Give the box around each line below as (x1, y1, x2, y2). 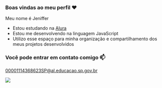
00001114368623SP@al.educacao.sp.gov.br (5, 67, 98, 73)
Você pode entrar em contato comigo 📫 (5, 54, 105, 61)
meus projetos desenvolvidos (12, 41, 74, 47)
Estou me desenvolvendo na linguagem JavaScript (12, 31, 118, 37)
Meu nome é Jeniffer (5, 16, 49, 22)
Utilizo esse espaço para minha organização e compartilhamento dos (12, 36, 157, 42)
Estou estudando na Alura (12, 25, 67, 31)
